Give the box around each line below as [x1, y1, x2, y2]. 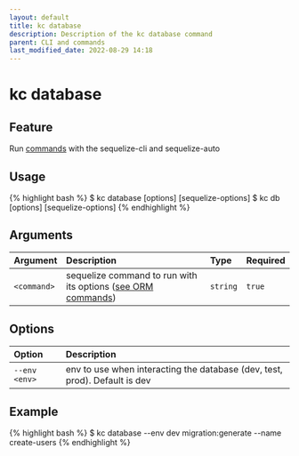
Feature [9, 119, 53, 134]
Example [9, 404, 59, 419]
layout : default [9, 12, 69, 22]
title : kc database [9, 21, 82, 30]
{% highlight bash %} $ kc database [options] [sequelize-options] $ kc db [9, 192, 280, 203]
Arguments [9, 228, 74, 243]
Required [246, 254, 286, 267]
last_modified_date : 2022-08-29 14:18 [9, 46, 153, 55]
